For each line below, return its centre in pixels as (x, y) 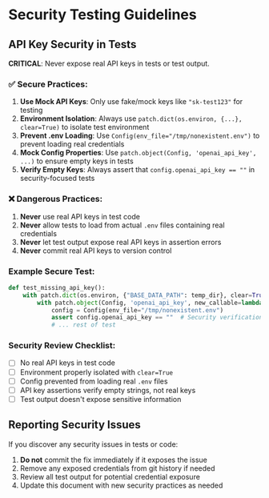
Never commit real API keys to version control (96, 251)
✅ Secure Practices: (48, 84)
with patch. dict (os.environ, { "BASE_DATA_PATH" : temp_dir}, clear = (137, 295)
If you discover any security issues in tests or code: (93, 444)
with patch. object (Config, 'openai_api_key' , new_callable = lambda (150, 303)
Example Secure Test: (52, 271)
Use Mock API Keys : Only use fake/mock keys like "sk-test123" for (131, 102)
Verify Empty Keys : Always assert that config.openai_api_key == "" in (137, 170)
